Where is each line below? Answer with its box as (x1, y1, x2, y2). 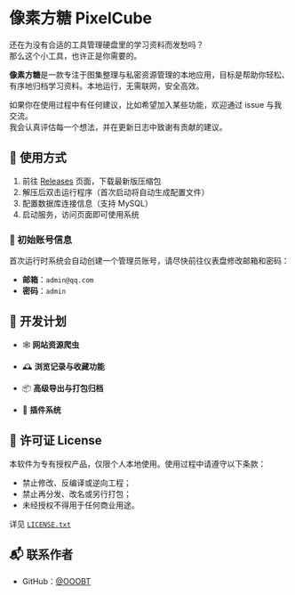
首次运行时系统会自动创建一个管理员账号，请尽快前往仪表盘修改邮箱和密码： (9, 256, 290, 266)
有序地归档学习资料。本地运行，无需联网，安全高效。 (9, 80, 204, 91)
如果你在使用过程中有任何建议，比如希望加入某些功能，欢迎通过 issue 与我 (9, 99, 283, 110)
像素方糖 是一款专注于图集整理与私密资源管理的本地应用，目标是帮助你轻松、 (9, 69, 290, 80)
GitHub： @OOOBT (21, 576, 92, 587)
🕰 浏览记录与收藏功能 (21, 361, 105, 371)
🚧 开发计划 (9, 314, 67, 330)
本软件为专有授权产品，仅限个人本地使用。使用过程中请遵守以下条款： (9, 458, 267, 469)
